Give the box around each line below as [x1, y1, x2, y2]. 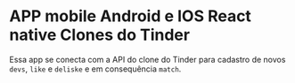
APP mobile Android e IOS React [9, 6, 252, 26]
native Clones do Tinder [9, 25, 190, 45]
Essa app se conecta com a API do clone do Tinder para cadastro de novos [9, 54, 286, 64]
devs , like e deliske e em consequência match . [9, 64, 182, 74]
